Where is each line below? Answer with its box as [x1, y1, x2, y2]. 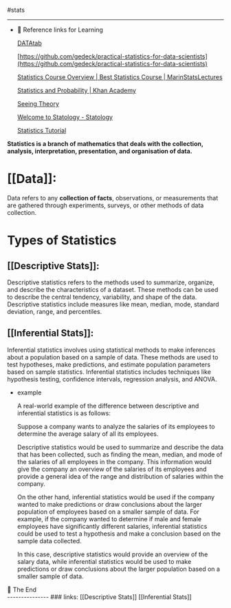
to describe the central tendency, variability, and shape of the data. [7, 293, 197, 301]
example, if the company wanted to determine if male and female [16, 514, 201, 523]
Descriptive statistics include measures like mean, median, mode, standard [7, 300, 219, 308]
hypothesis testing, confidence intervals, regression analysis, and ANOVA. [7, 375, 218, 383]
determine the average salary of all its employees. [16, 430, 159, 438]
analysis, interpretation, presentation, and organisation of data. [7, 147, 192, 155]
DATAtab [16, 39, 43, 47]
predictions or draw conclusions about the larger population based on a [16, 565, 220, 573]
